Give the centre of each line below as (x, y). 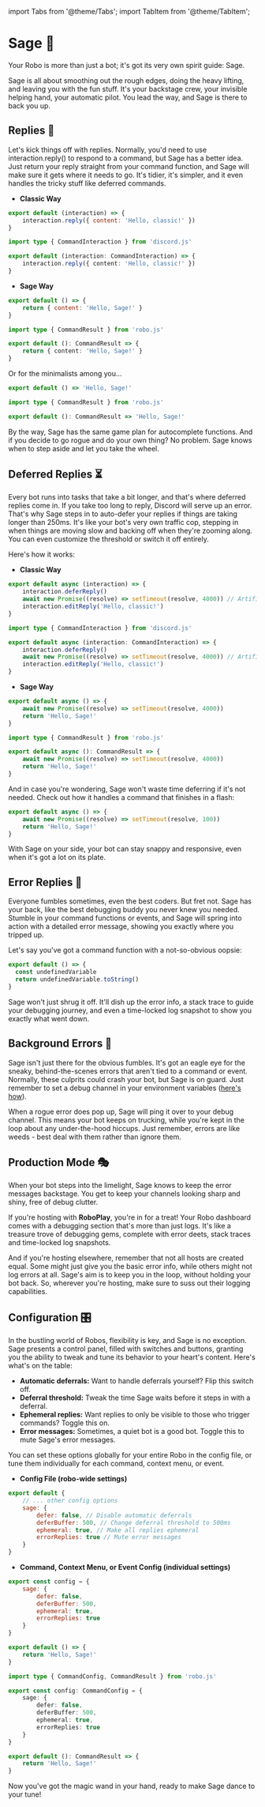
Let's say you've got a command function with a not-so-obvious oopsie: (125, 950)
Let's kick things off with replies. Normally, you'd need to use (108, 149)
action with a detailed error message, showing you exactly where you (121, 926)
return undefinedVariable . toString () (77, 979)
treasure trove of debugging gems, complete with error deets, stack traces (129, 1234)
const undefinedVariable (56, 972)
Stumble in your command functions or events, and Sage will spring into (125, 918)
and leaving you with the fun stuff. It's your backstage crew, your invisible (128, 89)
